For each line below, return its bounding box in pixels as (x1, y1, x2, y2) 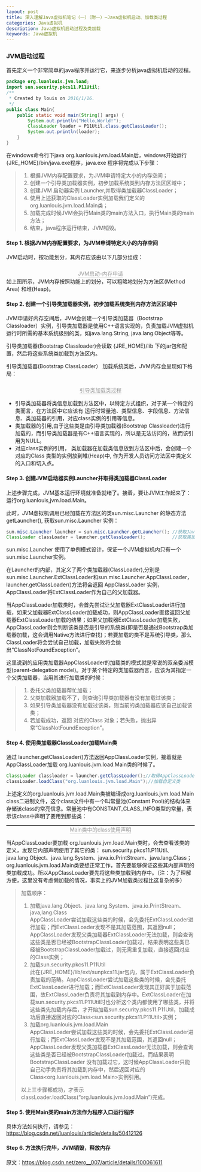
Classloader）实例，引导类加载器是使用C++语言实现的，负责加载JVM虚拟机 (6, 322, 194, 330)
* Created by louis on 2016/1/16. (8, 95, 95, 102)
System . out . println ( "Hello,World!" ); (28, 117, 121, 123)
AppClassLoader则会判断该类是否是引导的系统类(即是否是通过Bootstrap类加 (6, 624, 194, 631)
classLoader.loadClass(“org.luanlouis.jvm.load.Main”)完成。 (20, 1093, 169, 1101)
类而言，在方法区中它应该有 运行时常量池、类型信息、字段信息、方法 (14, 407, 184, 414)
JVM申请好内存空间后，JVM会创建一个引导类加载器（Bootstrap (6, 315, 163, 322)
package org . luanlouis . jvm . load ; (6, 79, 90, 85)
